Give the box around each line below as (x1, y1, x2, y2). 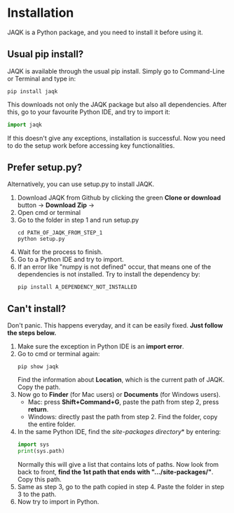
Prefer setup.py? (7, 162, 83, 174)
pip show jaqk (17, 363, 59, 370)
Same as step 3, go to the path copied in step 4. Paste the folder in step (17, 483, 225, 491)
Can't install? (7, 302, 67, 314)
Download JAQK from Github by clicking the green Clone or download (17, 194, 221, 202)
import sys (17, 441, 50, 449)
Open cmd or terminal (17, 209, 81, 217)
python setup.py (17, 236, 65, 243)
